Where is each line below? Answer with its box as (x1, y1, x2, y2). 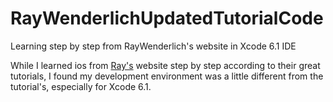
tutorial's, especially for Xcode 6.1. (10, 80, 152, 92)
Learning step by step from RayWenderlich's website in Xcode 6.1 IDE (10, 40, 297, 52)
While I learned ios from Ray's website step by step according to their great (10, 59, 321, 71)
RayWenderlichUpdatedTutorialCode (10, 7, 324, 30)
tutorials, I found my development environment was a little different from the (10, 70, 324, 82)
